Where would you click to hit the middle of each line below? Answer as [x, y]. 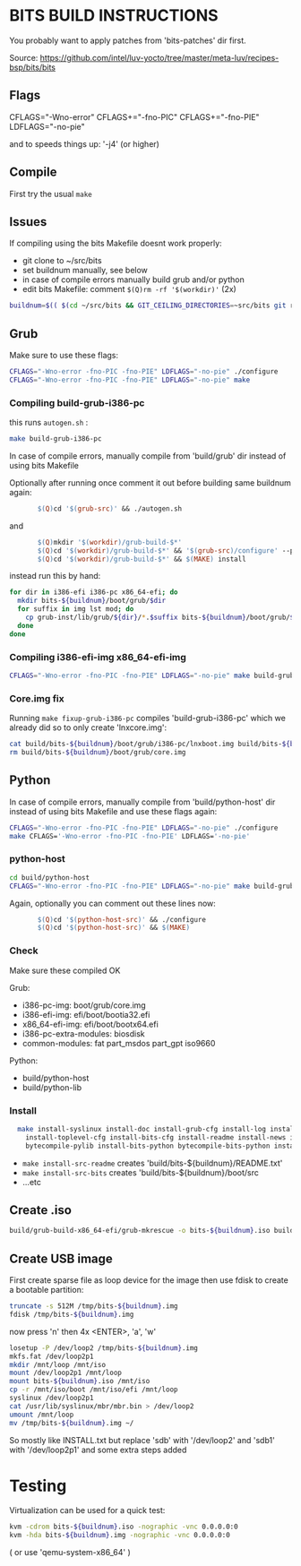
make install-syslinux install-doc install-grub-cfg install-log [142, 1129]
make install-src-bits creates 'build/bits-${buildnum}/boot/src [141, 1172]
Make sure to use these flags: [64, 356]
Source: [24, 57]
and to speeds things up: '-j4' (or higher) [84, 143]
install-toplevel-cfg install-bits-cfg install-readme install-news [156, 1137]
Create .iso [40, 1210]
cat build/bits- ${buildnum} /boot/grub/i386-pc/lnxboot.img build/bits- [146, 744]
